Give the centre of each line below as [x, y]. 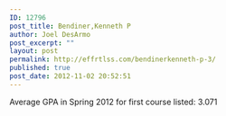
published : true [40, 68]
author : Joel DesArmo [50, 34]
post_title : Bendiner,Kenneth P [70, 26]
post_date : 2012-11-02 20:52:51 [70, 76]
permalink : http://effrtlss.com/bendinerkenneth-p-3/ [113, 59]
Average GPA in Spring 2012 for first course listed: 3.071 [113, 102]
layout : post [34, 51]
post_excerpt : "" [42, 43]
